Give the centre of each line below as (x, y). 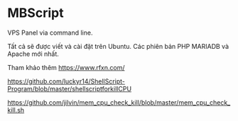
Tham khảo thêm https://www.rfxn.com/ (66, 67)
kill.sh (16, 110)
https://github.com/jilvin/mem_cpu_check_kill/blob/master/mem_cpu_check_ (119, 102)
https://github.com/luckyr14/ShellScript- (66, 81)
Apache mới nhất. (33, 54)
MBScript (36, 13)
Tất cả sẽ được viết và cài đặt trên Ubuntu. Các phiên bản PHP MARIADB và (118, 46)
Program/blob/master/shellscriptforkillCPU (70, 88)
